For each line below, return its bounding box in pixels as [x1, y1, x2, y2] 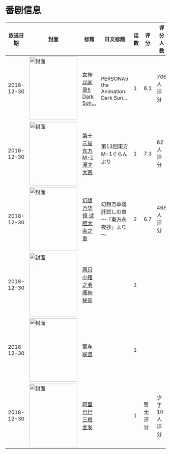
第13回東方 [101, 143, 128, 150]
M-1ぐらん [101, 150, 128, 158]
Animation [101, 87, 126, 95]
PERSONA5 [101, 75, 129, 82]
